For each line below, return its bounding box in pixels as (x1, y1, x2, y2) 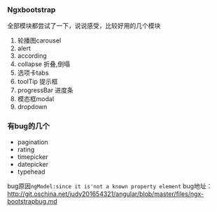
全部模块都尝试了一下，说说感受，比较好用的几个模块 (7, 22, 161, 30)
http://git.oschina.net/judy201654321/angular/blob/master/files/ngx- (7, 190, 204, 198)
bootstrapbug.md (7, 197, 57, 205)
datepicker (17, 160, 49, 168)
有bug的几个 (7, 121, 50, 131)
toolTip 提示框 (17, 77, 58, 86)
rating (17, 145, 35, 153)
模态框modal (17, 95, 55, 103)
